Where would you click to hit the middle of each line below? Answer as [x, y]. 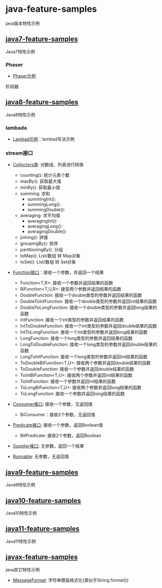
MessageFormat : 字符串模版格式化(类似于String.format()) [71, 580]
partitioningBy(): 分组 [41, 250]
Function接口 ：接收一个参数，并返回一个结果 [58, 272]
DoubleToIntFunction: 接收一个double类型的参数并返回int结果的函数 [88, 301]
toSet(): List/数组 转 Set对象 [48, 262]
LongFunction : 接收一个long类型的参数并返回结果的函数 [76, 338]
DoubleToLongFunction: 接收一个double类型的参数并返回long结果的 [88, 308]
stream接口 [19, 153]
